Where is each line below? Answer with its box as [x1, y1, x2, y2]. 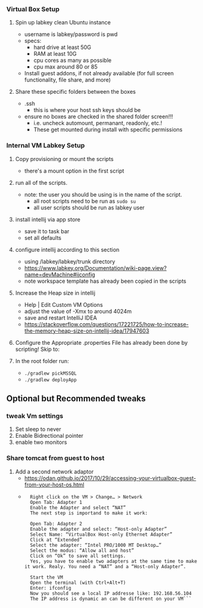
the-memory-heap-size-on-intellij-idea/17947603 [24, 327, 150, 334]
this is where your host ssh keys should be [33, 107, 141, 114]
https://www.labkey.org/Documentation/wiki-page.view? [24, 264, 167, 271]
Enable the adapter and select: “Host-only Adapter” [29, 526, 167, 532]
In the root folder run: [15, 357, 69, 364]
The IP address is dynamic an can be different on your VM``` [29, 596, 192, 602]
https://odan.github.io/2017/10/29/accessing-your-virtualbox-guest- [24, 474, 197, 482]
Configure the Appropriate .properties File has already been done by [15, 339, 188, 346]
